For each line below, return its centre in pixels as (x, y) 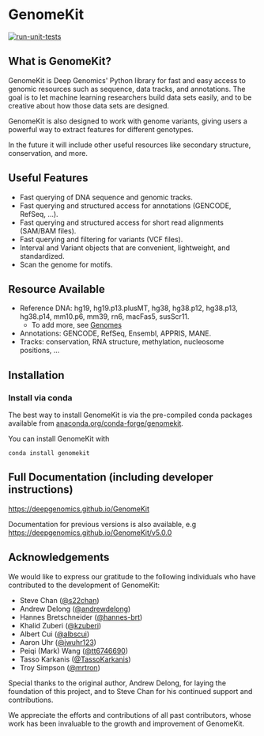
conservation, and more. (48, 153)
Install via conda (40, 397)
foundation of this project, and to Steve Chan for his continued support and (130, 691)
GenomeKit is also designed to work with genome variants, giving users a (128, 121)
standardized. (42, 256)
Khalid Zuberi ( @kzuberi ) (60, 625)
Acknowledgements (59, 558)
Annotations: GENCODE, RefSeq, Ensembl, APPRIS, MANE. (115, 333)
